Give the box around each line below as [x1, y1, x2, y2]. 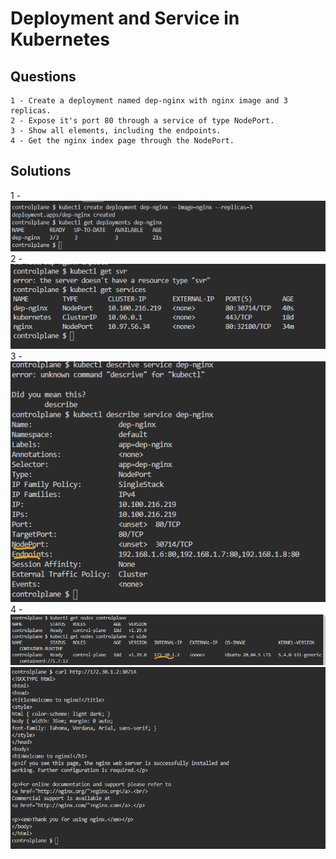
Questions [10, 68, 77, 85]
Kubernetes [10, 28, 111, 51]
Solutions [10, 163, 72, 180]
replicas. [10, 106, 52, 116]
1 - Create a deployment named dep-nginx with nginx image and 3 [10, 96, 288, 106]
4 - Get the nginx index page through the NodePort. [10, 136, 235, 146]
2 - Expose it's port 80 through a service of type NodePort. [10, 116, 275, 126]
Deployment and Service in [10, 7, 240, 30]
